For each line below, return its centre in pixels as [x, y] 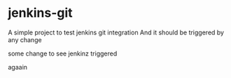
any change [25, 39]
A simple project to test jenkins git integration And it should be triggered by [116, 32]
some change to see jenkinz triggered [63, 53]
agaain [17, 67]
